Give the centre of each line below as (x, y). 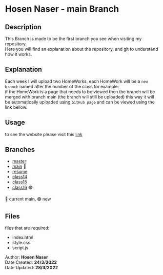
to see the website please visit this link (44, 134)
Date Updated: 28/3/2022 (31, 268)
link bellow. (16, 107)
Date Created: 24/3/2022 (31, 262)
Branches (20, 150)
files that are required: (27, 228)
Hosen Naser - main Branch (62, 9)
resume (20, 172)
